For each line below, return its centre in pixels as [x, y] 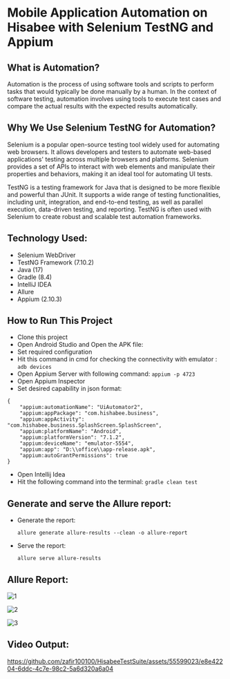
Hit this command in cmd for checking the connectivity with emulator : [117, 359]
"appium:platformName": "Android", [71, 432]
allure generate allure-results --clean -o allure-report [102, 533]
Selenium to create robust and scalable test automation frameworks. [104, 216]
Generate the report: [46, 520]
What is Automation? [54, 67]
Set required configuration [55, 352]
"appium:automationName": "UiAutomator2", [82, 408]
